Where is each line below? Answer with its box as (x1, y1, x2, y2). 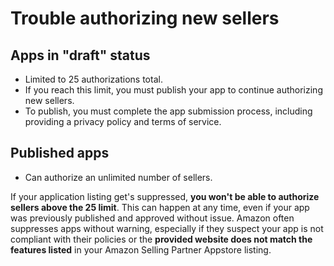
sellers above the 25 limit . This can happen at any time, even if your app (10, 201, 310, 213)
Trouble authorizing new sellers (10, 7, 280, 30)
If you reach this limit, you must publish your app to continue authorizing (24, 84, 323, 96)
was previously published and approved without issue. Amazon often (10, 212, 295, 224)
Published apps (10, 145, 110, 162)
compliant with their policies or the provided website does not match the (10, 233, 313, 245)
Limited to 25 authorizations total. (24, 73, 163, 85)
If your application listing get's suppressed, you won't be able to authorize (10, 190, 320, 202)
